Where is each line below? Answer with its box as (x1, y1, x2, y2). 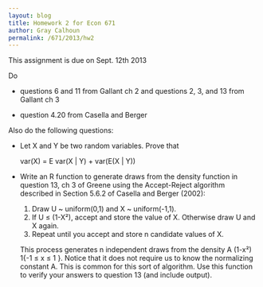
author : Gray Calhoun (8, 26, 80, 34)
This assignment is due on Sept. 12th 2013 (8, 56, 147, 65)
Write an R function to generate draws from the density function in (19, 172, 238, 181)
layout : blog (8, 11, 52, 20)
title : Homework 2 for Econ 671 (8, 19, 116, 27)
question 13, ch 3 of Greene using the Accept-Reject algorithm (19, 180, 226, 190)
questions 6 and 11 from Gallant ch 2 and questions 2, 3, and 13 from (19, 87, 245, 96)
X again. (31, 221, 60, 231)
